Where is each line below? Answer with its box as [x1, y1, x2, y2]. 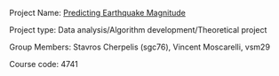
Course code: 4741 [9, 59, 78, 69]
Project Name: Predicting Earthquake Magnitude [9, 8, 187, 18]
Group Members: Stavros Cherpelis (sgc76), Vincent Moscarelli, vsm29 [9, 42, 271, 52]
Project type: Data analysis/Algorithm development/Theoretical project [9, 25, 267, 34]
